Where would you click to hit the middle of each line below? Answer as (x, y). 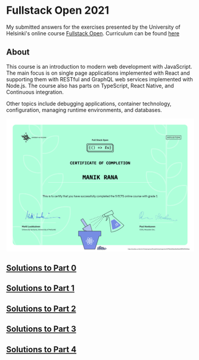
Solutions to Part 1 (41, 289)
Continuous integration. (35, 92)
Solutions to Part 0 (41, 268)
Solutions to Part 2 (41, 309)
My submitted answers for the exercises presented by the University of (93, 27)
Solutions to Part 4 (41, 350)
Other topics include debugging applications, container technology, (89, 103)
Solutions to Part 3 (41, 329)
